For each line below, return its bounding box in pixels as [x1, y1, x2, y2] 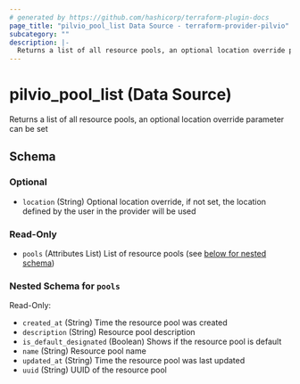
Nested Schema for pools [9, 280, 121, 292]
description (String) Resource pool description [21, 327, 196, 338]
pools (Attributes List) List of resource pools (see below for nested [21, 249, 267, 259]
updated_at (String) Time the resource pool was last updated [21, 355, 246, 366]
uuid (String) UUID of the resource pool [21, 364, 168, 375]
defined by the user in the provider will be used [21, 206, 196, 217]
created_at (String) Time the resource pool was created [21, 317, 228, 328]
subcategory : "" [9, 29, 70, 38]
